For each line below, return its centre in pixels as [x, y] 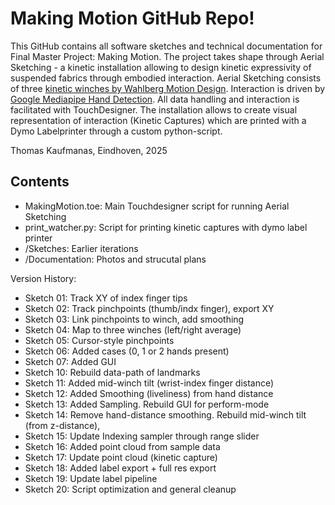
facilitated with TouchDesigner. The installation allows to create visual [154, 109]
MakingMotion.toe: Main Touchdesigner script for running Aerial [157, 206]
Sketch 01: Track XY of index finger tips [106, 298]
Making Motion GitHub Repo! [132, 18]
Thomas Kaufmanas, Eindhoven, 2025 [89, 150]
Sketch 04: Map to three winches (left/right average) [133, 329]
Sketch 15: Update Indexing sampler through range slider [142, 436]
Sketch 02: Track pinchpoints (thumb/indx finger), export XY [149, 308]
